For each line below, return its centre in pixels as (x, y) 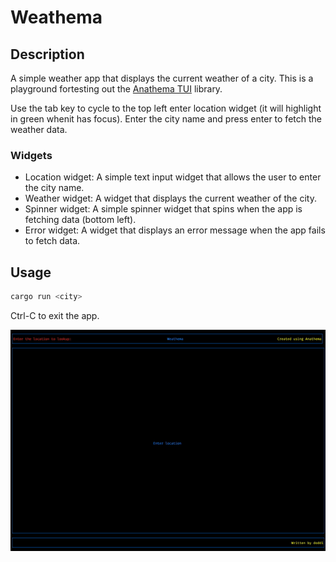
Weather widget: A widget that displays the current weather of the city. (170, 198)
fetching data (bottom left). (80, 220)
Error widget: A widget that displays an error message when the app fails (175, 230)
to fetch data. (52, 241)
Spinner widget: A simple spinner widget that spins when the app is (163, 209)
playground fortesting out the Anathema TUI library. (116, 89)
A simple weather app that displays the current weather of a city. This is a (162, 78)
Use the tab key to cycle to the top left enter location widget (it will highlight (166, 108)
